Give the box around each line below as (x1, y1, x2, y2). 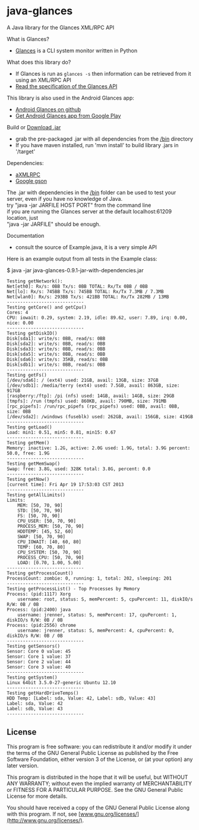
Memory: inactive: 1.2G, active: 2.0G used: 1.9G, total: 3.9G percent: (7, 445, 191, 451)
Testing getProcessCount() (7, 570, 74, 576)
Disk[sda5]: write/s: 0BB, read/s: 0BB (7, 351, 106, 357)
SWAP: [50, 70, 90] (17, 533, 66, 540)
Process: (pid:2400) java (7, 607, 71, 613)
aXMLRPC (15, 171, 40, 178)
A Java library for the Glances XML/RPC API (7, 24, 115, 31)
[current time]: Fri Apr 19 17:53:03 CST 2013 (7, 481, 124, 487)
